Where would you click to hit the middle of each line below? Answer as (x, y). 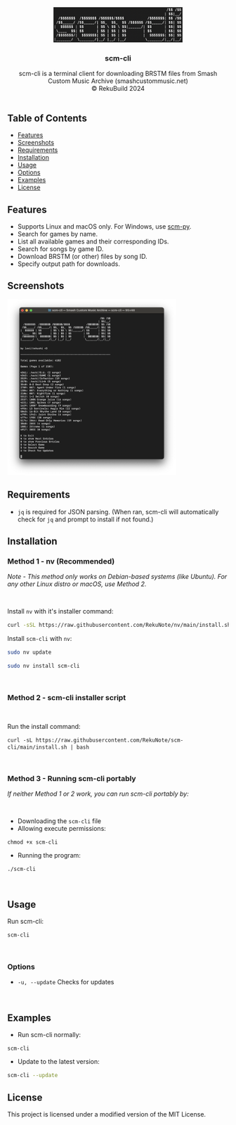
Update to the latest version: (58, 1062)
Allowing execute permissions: (62, 829)
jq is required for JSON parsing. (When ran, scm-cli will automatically (118, 511)
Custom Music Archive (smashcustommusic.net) (118, 81)
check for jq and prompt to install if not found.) (85, 519)
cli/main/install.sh (38, 748)
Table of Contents (47, 118)
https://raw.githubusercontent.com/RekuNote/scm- (110, 741)
